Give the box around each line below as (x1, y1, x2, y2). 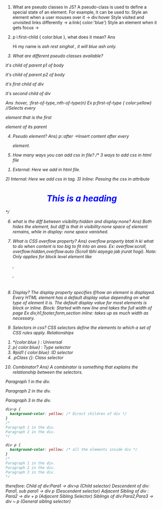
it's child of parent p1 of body (5, 63, 64, 68)
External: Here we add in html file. (12, 167, 80, 172)
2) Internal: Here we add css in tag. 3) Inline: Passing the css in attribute (5, 176, 150, 181)
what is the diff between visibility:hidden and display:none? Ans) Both (12, 218, 152, 224)
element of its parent (5, 124, 47, 130)
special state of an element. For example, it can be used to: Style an (12, 9, 148, 15)
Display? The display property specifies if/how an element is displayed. (12, 290, 155, 296)
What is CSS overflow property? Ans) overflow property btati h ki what (12, 238, 154, 244)
